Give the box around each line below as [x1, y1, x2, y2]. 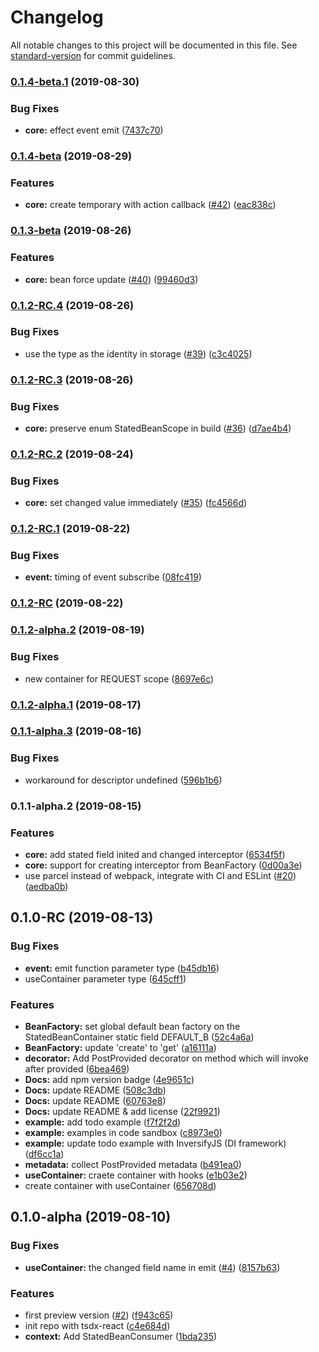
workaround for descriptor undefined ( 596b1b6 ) [24, 774, 223, 786]
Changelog [10, 6, 104, 29]
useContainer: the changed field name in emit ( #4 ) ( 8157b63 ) [24, 1261, 281, 1273]
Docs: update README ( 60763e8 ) [24, 1094, 167, 1106]
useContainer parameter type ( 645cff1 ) [24, 972, 187, 985]
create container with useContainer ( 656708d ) [24, 1179, 217, 1191]
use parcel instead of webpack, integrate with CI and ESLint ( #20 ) [24, 869, 297, 881]
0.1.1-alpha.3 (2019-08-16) [10, 724, 142, 738]
